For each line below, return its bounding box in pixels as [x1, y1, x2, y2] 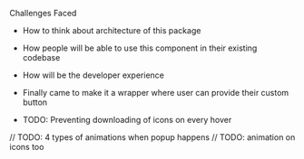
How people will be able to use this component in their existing [22, 42, 258, 53]
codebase [22, 52, 61, 62]
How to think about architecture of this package [22, 25, 201, 35]
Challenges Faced [9, 8, 77, 18]
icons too [9, 142, 44, 152]
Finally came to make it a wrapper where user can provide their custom [22, 88, 289, 98]
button [22, 97, 48, 108]
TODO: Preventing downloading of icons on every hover [22, 115, 232, 125]
